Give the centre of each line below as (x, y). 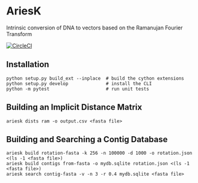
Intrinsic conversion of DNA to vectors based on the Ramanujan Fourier (94, 28)
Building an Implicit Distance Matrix (74, 107)
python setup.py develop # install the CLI (79, 83)
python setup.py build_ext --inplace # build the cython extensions (95, 78)
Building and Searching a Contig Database (87, 139)
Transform (19, 34)
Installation (28, 64)
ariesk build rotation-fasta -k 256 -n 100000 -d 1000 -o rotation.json (99, 153)
